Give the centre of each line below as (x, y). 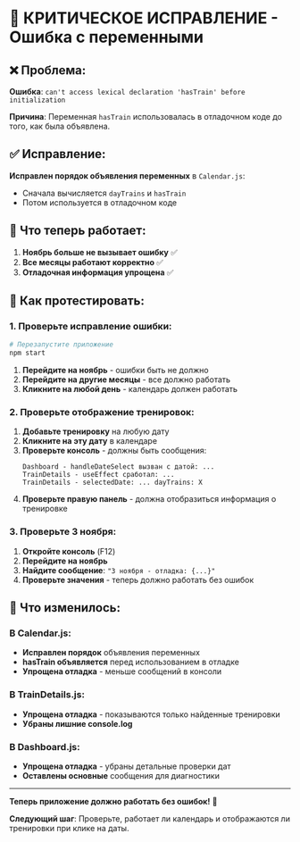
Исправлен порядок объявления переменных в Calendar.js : (127, 175)
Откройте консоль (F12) (69, 551)
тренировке (45, 509)
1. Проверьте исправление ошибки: (91, 326)
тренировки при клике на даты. (69, 828)
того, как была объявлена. (60, 126)
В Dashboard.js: (45, 746)
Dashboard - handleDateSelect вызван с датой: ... (118, 467)
